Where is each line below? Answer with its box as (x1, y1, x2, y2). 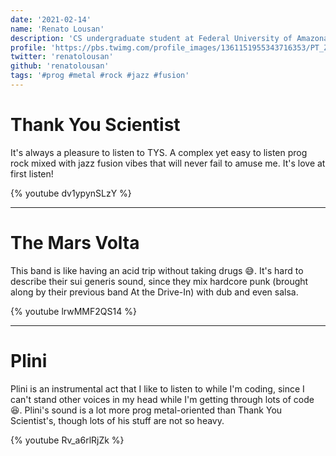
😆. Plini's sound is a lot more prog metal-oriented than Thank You (10, 404, 283, 416)
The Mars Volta (10, 232, 140, 254)
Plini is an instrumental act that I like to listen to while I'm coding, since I (10, 382, 305, 395)
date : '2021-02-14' (10, 14, 92, 25)
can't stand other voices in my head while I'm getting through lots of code (10, 393, 315, 405)
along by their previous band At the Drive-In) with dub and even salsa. (10, 286, 299, 298)
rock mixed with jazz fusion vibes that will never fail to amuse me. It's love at (10, 157, 326, 169)
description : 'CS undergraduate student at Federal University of (10, 33, 293, 43)
